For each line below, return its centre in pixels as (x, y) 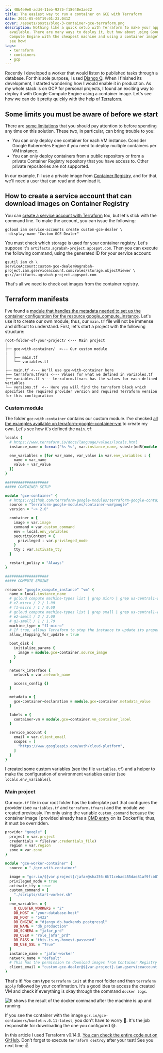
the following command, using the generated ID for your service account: (78, 253)
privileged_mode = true (33, 881)
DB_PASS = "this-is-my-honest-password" (55, 940)
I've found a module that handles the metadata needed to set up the (73, 311)
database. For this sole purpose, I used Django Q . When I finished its (73, 78)
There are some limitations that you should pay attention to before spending (81, 126)
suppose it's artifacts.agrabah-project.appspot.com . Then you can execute (81, 248)
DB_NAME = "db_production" (41, 927)
